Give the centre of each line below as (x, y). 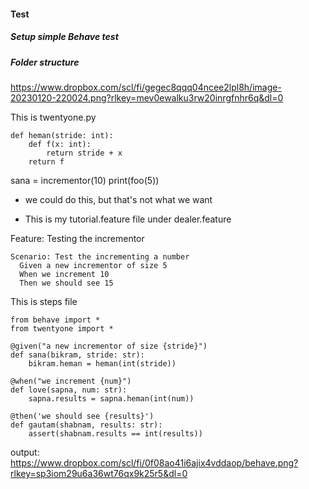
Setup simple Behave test (64, 37)
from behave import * (55, 320)
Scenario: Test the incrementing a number (100, 256)
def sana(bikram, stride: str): (77, 355)
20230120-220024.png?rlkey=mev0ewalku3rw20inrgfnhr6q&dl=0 (147, 97)
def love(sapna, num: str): (69, 390)
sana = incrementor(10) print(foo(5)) (85, 180)
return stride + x (84, 153)
